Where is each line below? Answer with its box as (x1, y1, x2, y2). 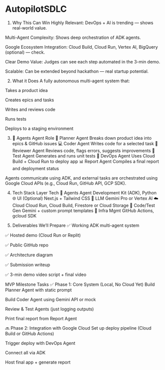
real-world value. (12, 25, 47, 31)
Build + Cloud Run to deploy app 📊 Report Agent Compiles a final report (12, 158, 159, 164)
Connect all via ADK (5, 349, 46, 355)
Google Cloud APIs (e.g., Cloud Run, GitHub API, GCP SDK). (5, 180, 127, 186)
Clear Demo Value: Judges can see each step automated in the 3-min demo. (5, 59, 161, 64)
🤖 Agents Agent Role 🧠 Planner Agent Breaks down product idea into (12, 135, 152, 141)
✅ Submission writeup (5, 262, 50, 268)
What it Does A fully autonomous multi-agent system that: (12, 78, 130, 84)
